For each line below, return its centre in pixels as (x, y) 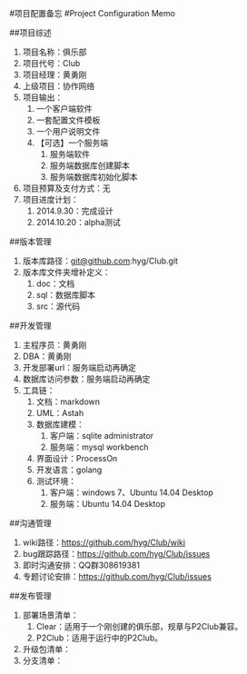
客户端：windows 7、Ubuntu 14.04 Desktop (131, 492)
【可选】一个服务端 (72, 143)
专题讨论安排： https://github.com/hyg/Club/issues (117, 576)
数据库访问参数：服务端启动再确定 (86, 379)
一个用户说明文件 (68, 131)
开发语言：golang (69, 470)
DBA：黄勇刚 (47, 356)
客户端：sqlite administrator (102, 436)
